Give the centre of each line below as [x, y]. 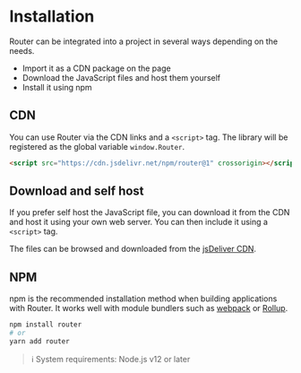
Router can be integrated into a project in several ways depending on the [144, 41]
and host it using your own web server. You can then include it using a [139, 222]
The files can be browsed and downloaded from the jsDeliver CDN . [133, 249]
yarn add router [39, 342]
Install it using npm [57, 87]
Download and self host [77, 191]
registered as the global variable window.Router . [97, 146]
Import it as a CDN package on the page [97, 68]
